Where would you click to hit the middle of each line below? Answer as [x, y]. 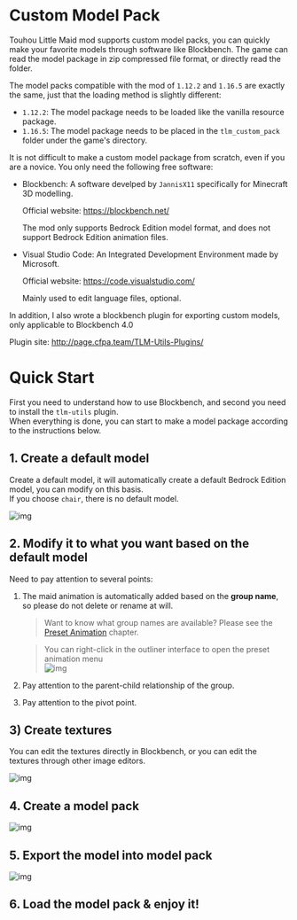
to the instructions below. [55, 430]
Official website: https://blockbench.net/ [96, 210]
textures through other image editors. [78, 761]
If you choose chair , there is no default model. [94, 498]
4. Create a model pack [74, 806]
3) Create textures [61, 730]
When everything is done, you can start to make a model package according [148, 421]
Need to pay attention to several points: [81, 579]
